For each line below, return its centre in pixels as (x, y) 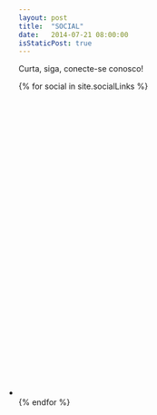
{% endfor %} (44, 402)
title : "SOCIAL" (51, 26)
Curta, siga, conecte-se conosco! (81, 69)
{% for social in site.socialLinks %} (83, 86)
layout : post (43, 18)
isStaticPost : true (55, 43)
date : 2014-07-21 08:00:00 (74, 34)
